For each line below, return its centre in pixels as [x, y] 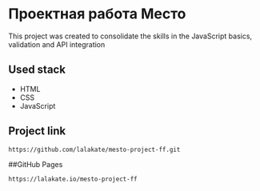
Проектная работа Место [97, 14]
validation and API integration [57, 44]
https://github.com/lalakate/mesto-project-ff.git [94, 149]
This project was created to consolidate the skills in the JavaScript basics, [130, 36]
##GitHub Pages [36, 165]
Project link [37, 131]
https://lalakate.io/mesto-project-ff [73, 179]
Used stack [37, 70]
